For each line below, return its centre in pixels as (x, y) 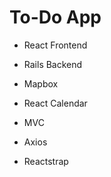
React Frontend (55, 45)
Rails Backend (53, 64)
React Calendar (55, 103)
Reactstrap (46, 161)
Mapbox (41, 83)
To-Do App (55, 17)
